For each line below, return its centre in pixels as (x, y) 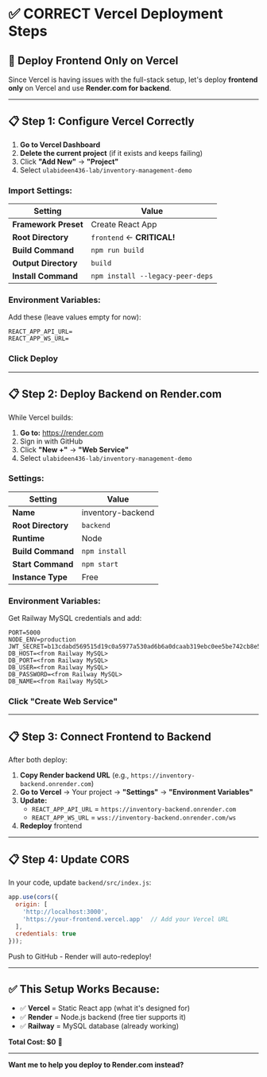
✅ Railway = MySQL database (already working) (99, 1025)
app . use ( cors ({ (33, 897)
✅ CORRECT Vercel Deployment (116, 14)
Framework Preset (48, 225)
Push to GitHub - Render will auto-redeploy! (80, 957)
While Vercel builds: (41, 417)
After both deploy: (38, 760)
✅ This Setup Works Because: (84, 989)
